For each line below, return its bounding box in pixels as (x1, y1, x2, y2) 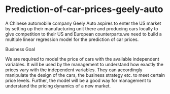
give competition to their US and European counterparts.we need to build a (5, 31, 162, 37)
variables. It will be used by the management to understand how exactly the (5, 61, 164, 67)
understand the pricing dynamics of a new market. (5, 82, 111, 89)
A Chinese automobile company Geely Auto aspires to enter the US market (5, 20, 161, 26)
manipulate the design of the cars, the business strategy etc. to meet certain (5, 72, 165, 78)
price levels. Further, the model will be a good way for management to (5, 77, 152, 83)
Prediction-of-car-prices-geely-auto (5, 4, 163, 15)
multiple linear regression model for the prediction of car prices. (5, 36, 139, 42)
